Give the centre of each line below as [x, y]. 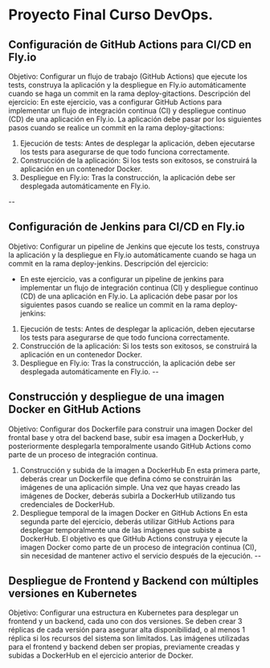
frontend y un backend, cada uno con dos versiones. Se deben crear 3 [125, 621]
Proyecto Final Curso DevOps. [111, 15]
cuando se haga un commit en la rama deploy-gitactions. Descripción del [129, 93]
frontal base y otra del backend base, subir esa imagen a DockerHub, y [126, 437]
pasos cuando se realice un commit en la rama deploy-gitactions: [117, 128]
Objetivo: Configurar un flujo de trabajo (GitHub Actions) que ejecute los [128, 76]
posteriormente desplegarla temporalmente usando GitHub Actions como [130, 446]
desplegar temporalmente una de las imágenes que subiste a [121, 530]
